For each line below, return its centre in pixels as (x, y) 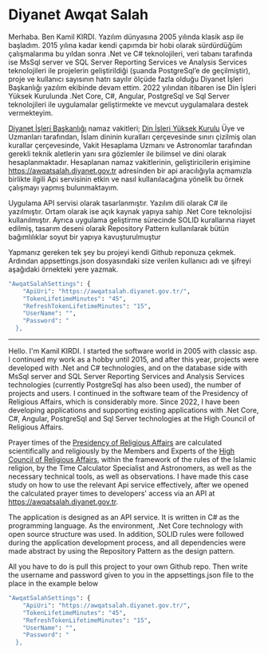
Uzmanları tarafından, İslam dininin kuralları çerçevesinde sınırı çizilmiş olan (132, 136)
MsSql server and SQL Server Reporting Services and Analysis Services (126, 377)
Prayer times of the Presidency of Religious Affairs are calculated (115, 443)
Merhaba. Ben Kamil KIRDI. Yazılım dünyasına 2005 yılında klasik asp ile (126, 37)
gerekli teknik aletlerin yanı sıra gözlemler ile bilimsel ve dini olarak (118, 154)
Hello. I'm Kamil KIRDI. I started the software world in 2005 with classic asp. (133, 351)
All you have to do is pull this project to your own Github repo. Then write (128, 566)
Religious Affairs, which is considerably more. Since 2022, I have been (124, 402)
